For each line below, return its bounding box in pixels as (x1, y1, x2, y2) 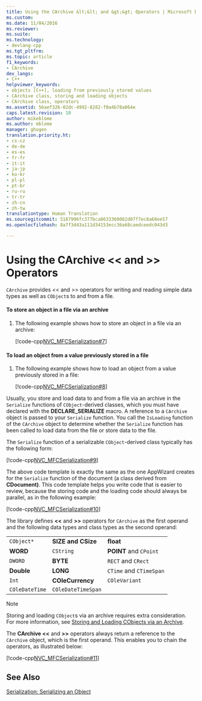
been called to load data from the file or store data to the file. (6, 427, 158, 434)
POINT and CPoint (107, 547, 159, 556)
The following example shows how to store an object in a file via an (14, 320, 182, 327)
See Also (6, 672, 40, 682)
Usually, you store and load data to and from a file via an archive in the (6, 395, 181, 402)
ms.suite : (6, 31, 31, 37)
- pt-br (6, 183, 26, 189)
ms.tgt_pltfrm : (6, 48, 44, 54)
